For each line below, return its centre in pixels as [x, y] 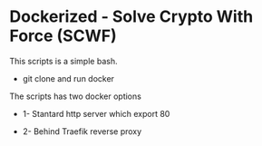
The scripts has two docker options [76, 96]
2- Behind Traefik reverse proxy [82, 131]
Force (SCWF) [63, 36]
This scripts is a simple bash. [63, 61]
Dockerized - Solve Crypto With [131, 17]
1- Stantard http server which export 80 [96, 113]
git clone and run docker [68, 78]
